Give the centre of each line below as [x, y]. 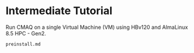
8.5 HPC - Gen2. [26, 33]
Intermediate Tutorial [59, 11]
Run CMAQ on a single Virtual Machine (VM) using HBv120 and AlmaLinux [97, 27]
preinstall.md [23, 44]
